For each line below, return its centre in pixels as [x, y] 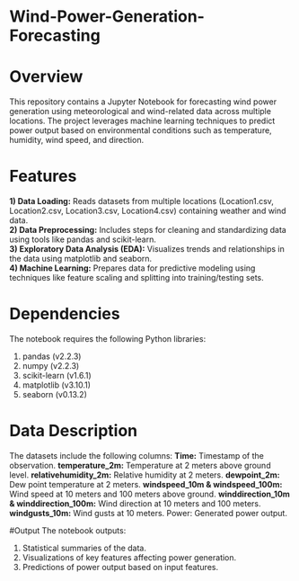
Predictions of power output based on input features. [120, 567]
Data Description [74, 431]
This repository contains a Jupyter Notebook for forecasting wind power [143, 102]
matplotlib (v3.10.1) [57, 385]
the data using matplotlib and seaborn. [81, 259]
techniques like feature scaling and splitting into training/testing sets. [137, 278]
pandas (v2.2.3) [52, 356]
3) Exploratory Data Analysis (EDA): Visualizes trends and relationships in [147, 249]
